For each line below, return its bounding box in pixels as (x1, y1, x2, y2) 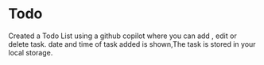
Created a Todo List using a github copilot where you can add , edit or (8, 31, 237, 40)
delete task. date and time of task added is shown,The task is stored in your (8, 39, 256, 48)
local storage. (8, 48, 53, 57)
